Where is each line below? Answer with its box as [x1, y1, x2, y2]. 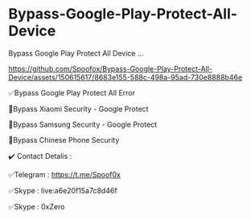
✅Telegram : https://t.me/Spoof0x [8, 169, 121, 179]
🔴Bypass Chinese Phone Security [8, 135, 120, 144]
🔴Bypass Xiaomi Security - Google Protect [8, 103, 149, 113]
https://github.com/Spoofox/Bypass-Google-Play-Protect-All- [8, 63, 213, 73]
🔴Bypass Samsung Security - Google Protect [8, 120, 158, 129]
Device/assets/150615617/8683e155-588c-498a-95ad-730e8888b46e [8, 72, 243, 82]
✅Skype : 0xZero [8, 201, 65, 211]
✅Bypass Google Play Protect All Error [8, 87, 135, 97]
